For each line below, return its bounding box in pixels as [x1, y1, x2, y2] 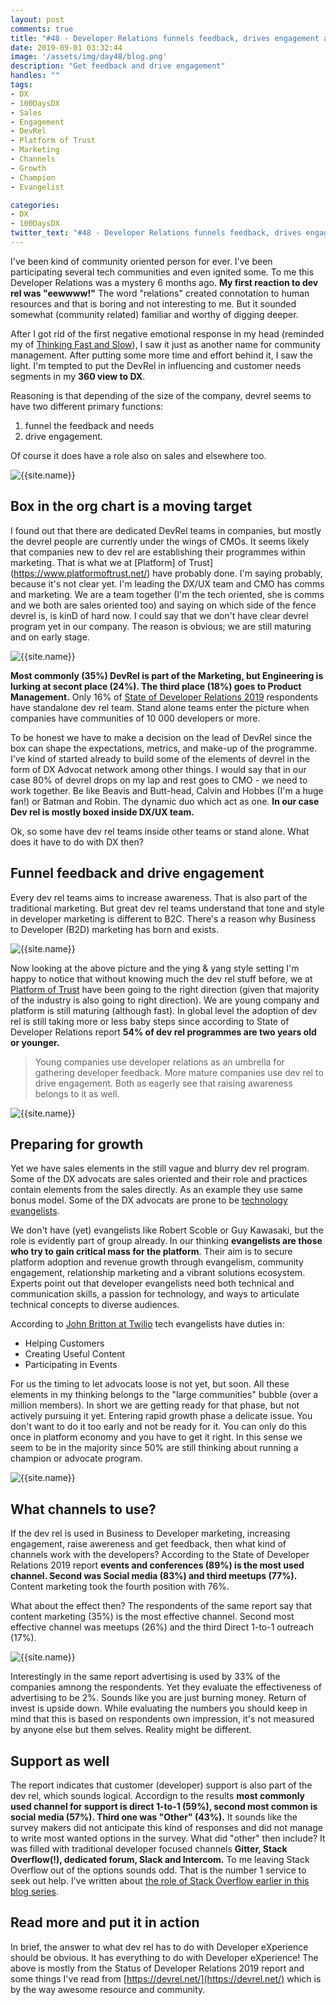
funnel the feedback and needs [24, 419, 155, 431]
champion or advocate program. [10, 1452, 143, 1465]
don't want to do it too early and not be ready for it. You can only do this [10, 1421, 307, 1433]
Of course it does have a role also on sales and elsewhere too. [10, 449, 267, 461]
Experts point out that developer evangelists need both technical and [10, 1277, 295, 1290]
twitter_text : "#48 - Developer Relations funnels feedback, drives [10, 228, 302, 238]
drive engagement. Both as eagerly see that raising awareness [34, 1077, 293, 1089]
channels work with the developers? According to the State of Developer [10, 1549, 310, 1561]
